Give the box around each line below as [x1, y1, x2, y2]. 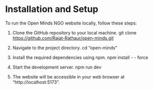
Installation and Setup [5, 3, 99, 15]
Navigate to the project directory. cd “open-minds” [12, 44, 117, 50]
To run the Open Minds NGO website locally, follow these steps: [5, 20, 137, 26]
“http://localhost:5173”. [12, 79, 60, 85]
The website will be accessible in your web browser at [12, 73, 125, 79]
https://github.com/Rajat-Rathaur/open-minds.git [12, 35, 114, 41]
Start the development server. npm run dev [12, 64, 102, 70]
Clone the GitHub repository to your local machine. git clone [12, 29, 137, 35]
